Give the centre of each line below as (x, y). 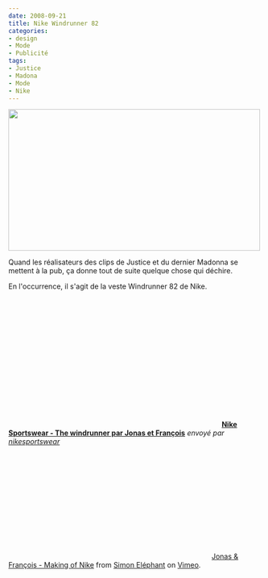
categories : (28, 31)
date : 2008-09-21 (37, 16)
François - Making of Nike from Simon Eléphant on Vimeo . (105, 565)
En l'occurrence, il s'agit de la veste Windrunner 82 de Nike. (108, 286)
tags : (17, 61)
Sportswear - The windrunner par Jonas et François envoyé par (117, 433)
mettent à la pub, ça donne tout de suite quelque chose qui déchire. (121, 271)
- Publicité (28, 53)
